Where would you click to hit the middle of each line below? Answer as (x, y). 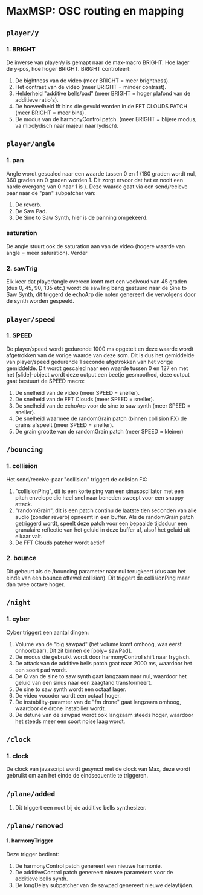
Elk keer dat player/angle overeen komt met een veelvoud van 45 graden (97, 282)
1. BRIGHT (21, 49)
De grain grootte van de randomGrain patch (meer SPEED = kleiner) (99, 431)
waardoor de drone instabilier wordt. (60, 708)
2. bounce (21, 558)
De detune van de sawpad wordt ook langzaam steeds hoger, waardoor (104, 715)
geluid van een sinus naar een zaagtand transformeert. (83, 682)
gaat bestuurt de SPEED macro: (46, 381)
